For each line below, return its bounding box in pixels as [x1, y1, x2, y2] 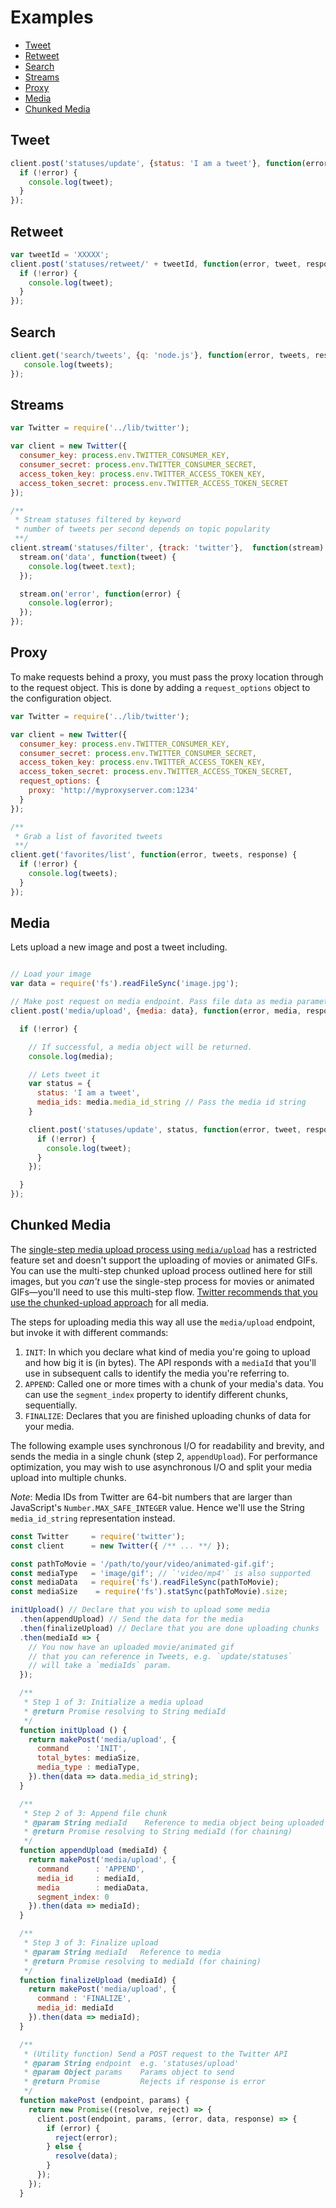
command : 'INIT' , [36, 1744, 128, 1754]
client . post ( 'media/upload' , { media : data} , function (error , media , [10, 1006, 302, 1016]
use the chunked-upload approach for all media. [10, 1296, 210, 1308]
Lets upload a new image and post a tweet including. [10, 941, 228, 953]
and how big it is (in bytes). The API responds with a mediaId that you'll [24, 1356, 317, 1368]
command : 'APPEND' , [36, 1864, 145, 1874]
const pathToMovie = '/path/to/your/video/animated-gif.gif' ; [10, 1559, 275, 1569]
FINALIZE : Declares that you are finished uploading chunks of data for [24, 1409, 312, 1421]
